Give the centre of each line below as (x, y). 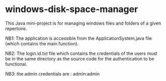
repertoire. (16, 28)
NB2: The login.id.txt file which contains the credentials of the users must (81, 53)
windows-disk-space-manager (72, 9)
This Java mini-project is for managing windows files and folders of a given (83, 23)
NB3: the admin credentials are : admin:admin (53, 73)
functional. (16, 64)
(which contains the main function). (42, 43)
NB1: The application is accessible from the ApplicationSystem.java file (79, 38)
